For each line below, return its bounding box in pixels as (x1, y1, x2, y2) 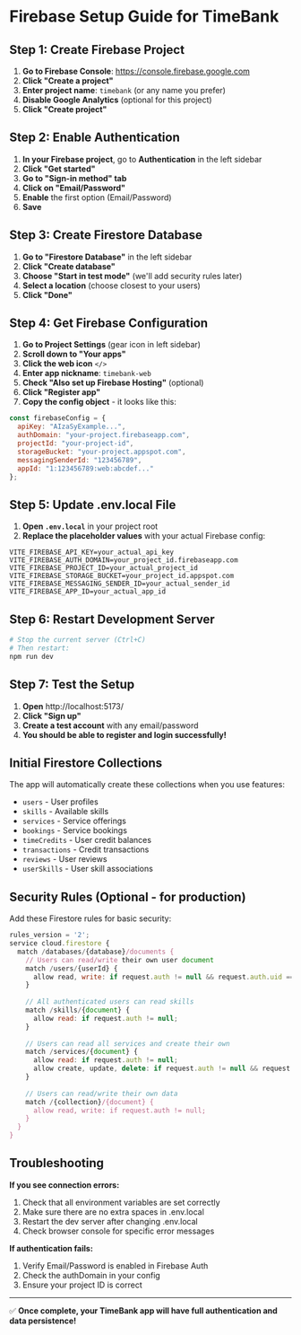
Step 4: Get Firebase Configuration (9, 316, 209, 331)
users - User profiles (21, 796, 99, 807)
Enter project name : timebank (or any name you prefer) (21, 85, 227, 95)
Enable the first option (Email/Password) (21, 191, 172, 203)
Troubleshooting (9, 1155, 105, 1171)
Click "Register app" (21, 387, 101, 398)
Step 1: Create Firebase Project (9, 42, 185, 57)
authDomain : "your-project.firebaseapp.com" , (17, 431, 191, 440)
